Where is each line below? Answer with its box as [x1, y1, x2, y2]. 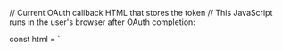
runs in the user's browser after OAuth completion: [9, 17, 196, 27]
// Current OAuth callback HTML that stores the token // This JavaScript [9, 8, 273, 18]
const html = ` [9, 34, 61, 44]
